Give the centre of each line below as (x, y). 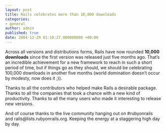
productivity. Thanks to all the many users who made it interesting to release (83, 98)
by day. (13, 124)
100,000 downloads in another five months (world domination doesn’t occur (83, 73)
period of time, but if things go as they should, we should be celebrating (79, 67)
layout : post (19, 10)
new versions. (19, 104)
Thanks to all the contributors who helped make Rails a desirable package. (81, 88)
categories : (17, 19)
